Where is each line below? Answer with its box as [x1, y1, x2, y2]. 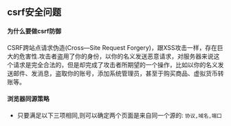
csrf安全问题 [7, 6, 62, 18]
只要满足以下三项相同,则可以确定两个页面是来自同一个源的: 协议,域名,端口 [16, 111, 222, 119]
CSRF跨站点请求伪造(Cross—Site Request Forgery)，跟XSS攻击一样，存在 [7, 43, 218, 51]
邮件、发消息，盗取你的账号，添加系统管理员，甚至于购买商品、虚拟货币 [12, 69, 218, 77]
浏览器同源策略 [7, 94, 49, 103]
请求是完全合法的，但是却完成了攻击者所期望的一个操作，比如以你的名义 [12, 60, 218, 68]
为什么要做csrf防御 [7, 27, 62, 35]
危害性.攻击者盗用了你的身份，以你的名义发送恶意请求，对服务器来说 [19, 52, 214, 60]
